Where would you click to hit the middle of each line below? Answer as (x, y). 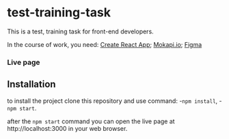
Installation (31, 84)
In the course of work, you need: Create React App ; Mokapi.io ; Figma (105, 44)
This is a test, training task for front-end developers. (80, 31)
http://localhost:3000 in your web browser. (67, 128)
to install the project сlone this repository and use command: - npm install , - (114, 101)
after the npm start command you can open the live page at (91, 121)
